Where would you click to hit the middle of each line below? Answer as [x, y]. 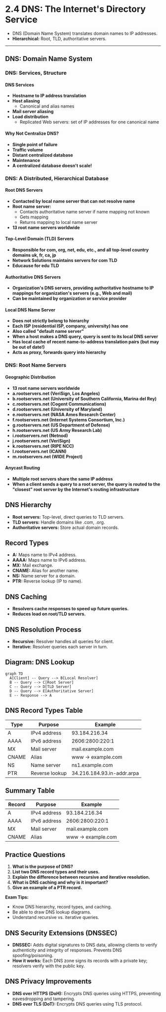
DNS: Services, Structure [36, 73]
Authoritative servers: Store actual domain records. [65, 527]
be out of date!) [28, 347]
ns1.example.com [92, 765]
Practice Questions [35, 855]
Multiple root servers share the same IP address [62, 479]
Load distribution [30, 117]
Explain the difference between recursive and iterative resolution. [81, 877]
